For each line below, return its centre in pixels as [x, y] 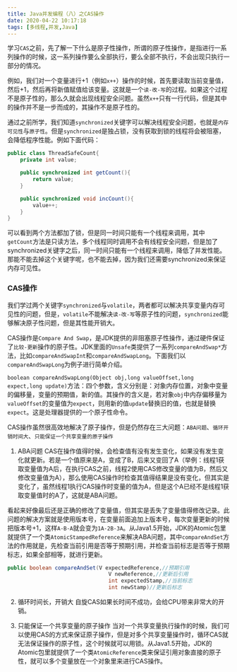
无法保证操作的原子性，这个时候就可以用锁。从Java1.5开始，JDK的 [115, 644]
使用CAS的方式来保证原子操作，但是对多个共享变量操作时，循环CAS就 [126, 635]
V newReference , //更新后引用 [148, 574]
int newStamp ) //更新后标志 [145, 588]
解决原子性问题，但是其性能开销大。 [66, 323]
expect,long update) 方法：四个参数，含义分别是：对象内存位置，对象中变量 [118, 386]
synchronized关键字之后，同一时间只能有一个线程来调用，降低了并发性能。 [117, 250]
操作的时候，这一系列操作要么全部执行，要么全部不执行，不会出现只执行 [118, 57]
